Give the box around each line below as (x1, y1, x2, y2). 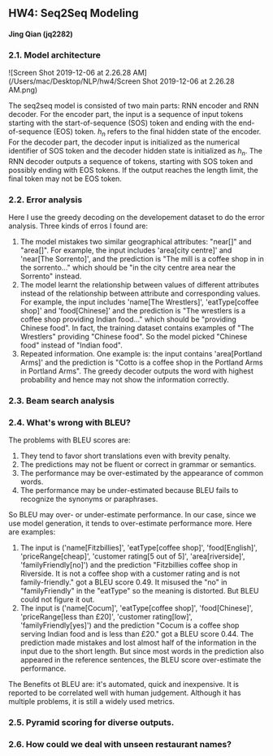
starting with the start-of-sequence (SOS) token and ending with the (8, 118, 237, 128)
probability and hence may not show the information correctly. (19, 375, 229, 385)
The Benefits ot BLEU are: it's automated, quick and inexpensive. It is (8, 680, 240, 689)
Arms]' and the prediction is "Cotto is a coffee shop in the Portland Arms (19, 357, 263, 368)
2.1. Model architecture (8, 49, 102, 60)
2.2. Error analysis (8, 194, 83, 205)
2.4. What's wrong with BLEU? (8, 417, 132, 429)
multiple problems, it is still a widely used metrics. (8, 697, 175, 706)
